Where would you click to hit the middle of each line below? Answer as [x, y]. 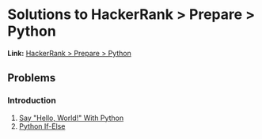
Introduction [32, 100]
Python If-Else [42, 126]
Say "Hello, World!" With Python [71, 118]
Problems [32, 78]
